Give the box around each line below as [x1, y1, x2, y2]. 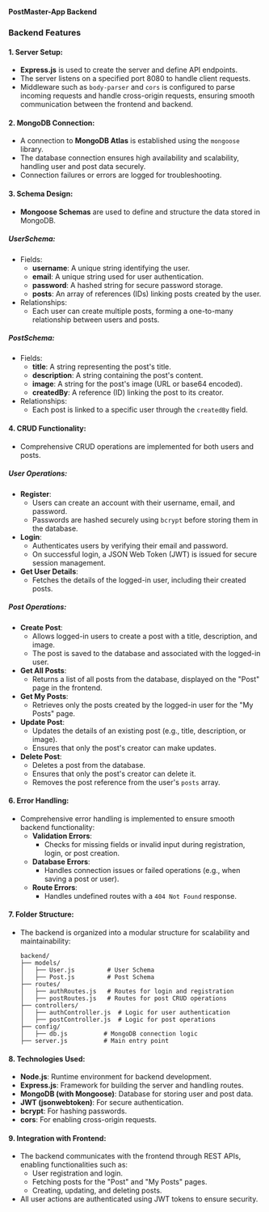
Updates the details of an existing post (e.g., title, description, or [32, 726, 246, 735]
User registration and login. [32, 1168, 124, 1178]
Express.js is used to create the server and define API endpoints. [19, 65, 238, 75]
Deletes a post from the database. [32, 760, 145, 769]
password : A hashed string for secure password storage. [32, 280, 224, 290]
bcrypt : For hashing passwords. [19, 1106, 128, 1116]
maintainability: [19, 936, 71, 946]
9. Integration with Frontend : [8, 1133, 107, 1143]
